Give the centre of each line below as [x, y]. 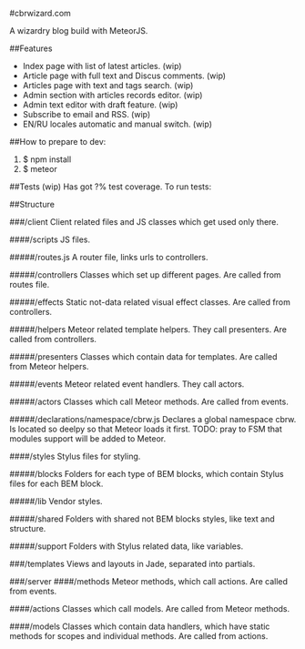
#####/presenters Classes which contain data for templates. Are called [143, 357]
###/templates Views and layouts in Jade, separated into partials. [132, 564]
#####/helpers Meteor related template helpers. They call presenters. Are [148, 330]
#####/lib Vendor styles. [56, 501]
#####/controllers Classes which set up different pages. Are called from [145, 275]
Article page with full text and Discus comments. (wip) [124, 76]
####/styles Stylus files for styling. [75, 456]
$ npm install [47, 159]
